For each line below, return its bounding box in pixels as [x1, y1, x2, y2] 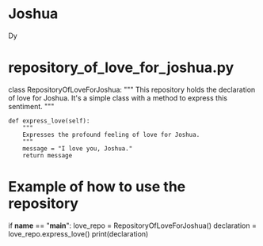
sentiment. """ [8, 101, 55, 111]
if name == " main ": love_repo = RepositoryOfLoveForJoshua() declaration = [8, 221, 257, 230]
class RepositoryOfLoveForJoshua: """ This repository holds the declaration [8, 85, 256, 94]
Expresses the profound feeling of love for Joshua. [22, 131, 200, 138]
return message [22, 151, 73, 159]
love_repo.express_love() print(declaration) [8, 229, 149, 238]
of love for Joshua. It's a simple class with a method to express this [8, 93, 228, 103]
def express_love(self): [8, 116, 90, 125]
